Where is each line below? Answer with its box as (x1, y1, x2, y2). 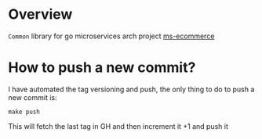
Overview (8, 5, 73, 23)
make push (8, 108, 41, 116)
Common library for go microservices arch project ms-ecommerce (8, 31, 215, 41)
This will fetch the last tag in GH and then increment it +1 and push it (8, 121, 229, 130)
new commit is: (8, 92, 57, 102)
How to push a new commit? (8, 59, 196, 77)
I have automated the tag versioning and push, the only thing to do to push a (8, 84, 255, 94)
